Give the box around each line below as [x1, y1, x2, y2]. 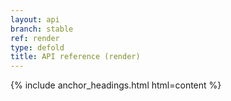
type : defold [10, 42, 65, 53]
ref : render [10, 33, 60, 43]
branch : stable [10, 24, 74, 34]
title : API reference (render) [10, 52, 141, 62]
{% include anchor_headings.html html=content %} [10, 79, 222, 91]
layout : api [10, 14, 60, 25]
